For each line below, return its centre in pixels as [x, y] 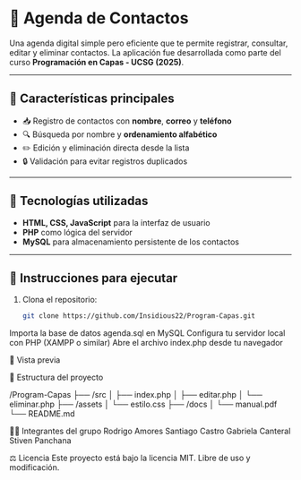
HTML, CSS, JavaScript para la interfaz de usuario [116, 222]
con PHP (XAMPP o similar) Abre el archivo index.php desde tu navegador [146, 343]
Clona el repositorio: [60, 300]
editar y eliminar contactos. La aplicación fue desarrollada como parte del [146, 52]
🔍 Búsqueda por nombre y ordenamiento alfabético [120, 134]
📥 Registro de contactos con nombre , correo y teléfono [127, 121]
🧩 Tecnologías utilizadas [79, 201]
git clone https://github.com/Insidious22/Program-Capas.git [139, 316]
